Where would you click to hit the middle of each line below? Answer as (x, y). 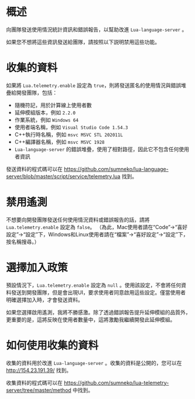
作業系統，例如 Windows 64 (47, 120)
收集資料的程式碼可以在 (34, 383)
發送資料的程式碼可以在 (34, 169)
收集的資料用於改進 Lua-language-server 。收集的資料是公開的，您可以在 (94, 363)
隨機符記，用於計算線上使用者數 (53, 105)
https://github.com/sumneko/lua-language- (116, 169)
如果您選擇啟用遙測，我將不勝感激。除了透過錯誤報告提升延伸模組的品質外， (98, 312)
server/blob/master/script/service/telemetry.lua (63, 176)
